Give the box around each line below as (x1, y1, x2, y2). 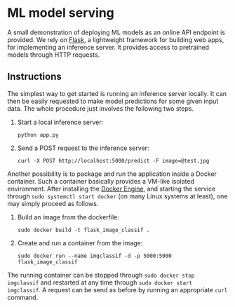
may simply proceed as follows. (7, 199, 99, 207)
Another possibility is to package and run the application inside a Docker (7, 170, 217, 178)
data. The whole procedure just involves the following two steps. (7, 104, 194, 113)
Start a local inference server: (17, 118, 104, 126)
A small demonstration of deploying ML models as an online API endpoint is (7, 28, 226, 36)
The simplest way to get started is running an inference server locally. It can (7, 89, 227, 97)
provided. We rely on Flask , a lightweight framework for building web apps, (7, 35, 224, 43)
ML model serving (7, 5, 114, 21)
